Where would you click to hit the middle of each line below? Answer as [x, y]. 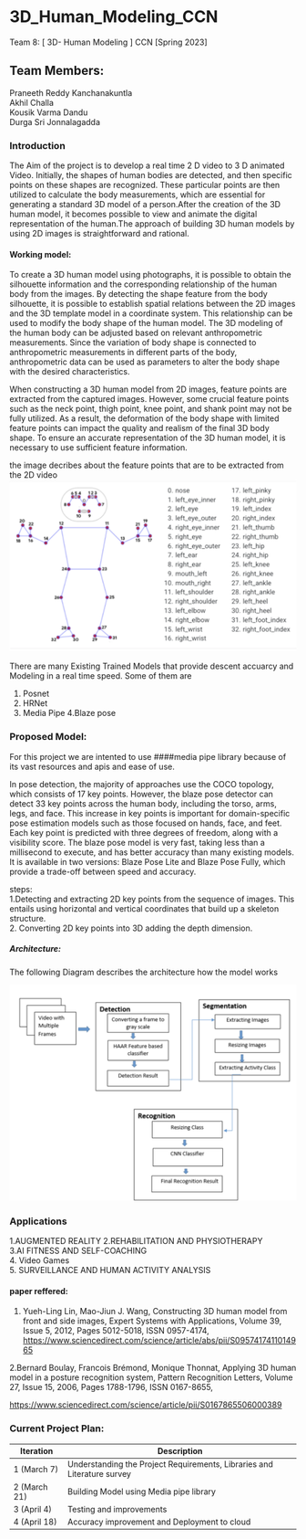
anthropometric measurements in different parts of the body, [123, 353]
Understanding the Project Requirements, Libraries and [170, 1464]
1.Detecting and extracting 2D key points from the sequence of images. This [152, 899]
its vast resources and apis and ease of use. [92, 766]
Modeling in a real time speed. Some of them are [101, 676]
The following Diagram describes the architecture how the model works [144, 972]
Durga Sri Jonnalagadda [55, 121]
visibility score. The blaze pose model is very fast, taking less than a [138, 842]
